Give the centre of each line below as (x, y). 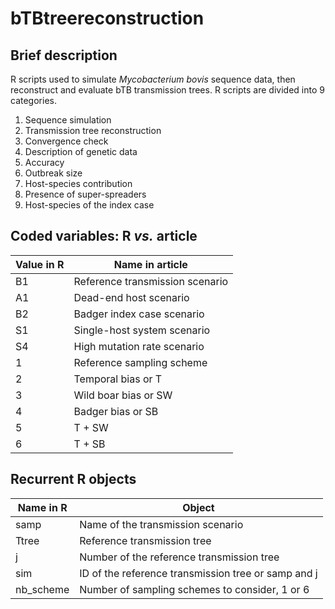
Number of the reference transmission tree (179, 557)
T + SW (91, 427)
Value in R (40, 264)
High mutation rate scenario (139, 346)
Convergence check (66, 141)
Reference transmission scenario (151, 281)
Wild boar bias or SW (123, 395)
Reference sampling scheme (140, 362)
